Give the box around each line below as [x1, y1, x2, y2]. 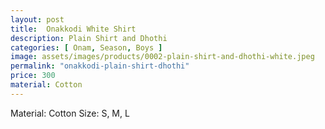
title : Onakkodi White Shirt [10, 24, 137, 34]
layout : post [10, 14, 65, 25]
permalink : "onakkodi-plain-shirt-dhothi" [10, 61, 190, 71]
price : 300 [10, 71, 56, 81]
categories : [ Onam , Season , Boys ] [10, 42, 163, 53]
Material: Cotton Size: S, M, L [10, 107, 130, 119]
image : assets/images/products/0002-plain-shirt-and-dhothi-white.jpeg [10, 52, 315, 62]
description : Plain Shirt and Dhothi [10, 33, 168, 43]
